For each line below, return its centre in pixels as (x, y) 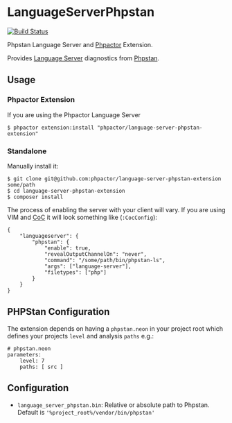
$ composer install (35, 197)
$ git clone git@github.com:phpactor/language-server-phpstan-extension (114, 179)
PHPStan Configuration (59, 312)
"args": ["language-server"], (88, 266)
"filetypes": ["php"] (75, 272)
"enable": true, (68, 248)
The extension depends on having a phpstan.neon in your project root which (115, 328)
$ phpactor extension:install (51, 128)
